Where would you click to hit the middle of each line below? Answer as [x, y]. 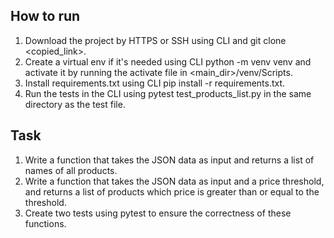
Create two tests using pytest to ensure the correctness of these [158, 213]
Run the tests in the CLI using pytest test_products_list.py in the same [168, 93]
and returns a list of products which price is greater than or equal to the [172, 191]
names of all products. [71, 170]
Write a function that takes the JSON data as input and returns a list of [169, 160]
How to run [45, 16]
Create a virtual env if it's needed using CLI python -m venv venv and [168, 61]
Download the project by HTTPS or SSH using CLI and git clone [155, 40]
